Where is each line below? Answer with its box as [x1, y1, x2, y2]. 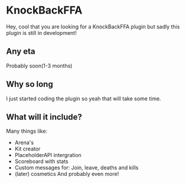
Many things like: [6, 128, 48, 135]
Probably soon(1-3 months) [6, 62, 73, 69]
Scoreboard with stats [14, 158, 69, 165]
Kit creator [14, 145, 41, 152]
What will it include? [6, 112, 83, 122]
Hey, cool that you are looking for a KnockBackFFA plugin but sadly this [6, 23, 180, 30]
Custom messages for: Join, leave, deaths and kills [14, 164, 139, 171]
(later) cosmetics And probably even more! [14, 171, 119, 178]
